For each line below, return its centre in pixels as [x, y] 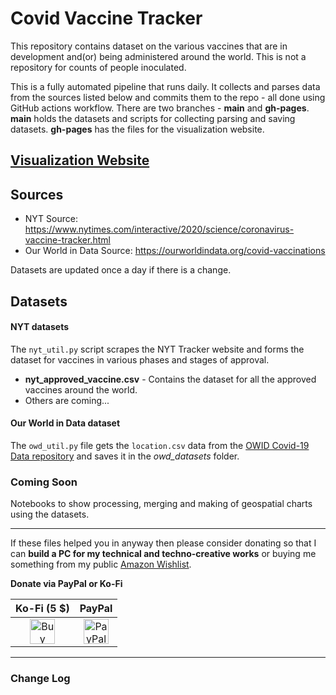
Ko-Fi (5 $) [42, 609]
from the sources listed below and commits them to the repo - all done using [168, 97]
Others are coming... [67, 400]
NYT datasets [40, 327]
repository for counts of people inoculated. [98, 67]
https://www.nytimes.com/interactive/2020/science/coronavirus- [159, 229]
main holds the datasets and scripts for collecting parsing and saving [153, 118]
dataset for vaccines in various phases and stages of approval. [140, 359]
